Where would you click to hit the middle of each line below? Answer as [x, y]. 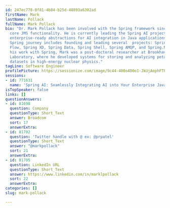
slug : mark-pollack [26, 193]
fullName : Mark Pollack [30, 24]
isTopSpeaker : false [27, 90]
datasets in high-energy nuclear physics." [56, 62]
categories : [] [21, 188]
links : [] [16, 94]
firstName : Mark [22, 15]
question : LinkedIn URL [35, 165]
